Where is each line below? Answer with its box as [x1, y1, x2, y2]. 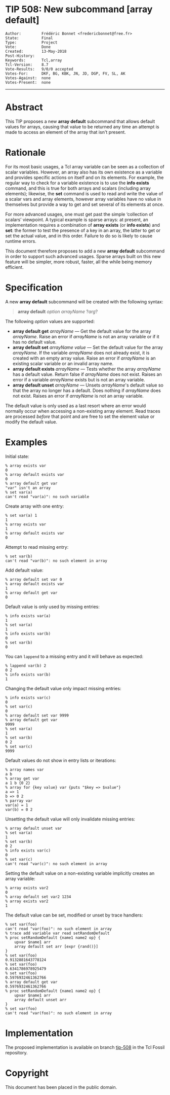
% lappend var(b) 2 [5, 663, 47, 668]
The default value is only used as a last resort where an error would [5, 402, 146, 409]
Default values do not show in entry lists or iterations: [5, 757, 116, 763]
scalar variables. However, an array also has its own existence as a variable [5, 169, 162, 175]
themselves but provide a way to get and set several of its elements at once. [5, 201, 164, 207]
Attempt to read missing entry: [5, 544, 69, 550]
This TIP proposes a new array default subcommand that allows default [5, 118, 155, 124]
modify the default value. [5, 418, 58, 425]
